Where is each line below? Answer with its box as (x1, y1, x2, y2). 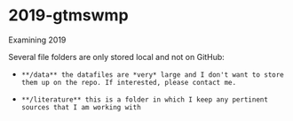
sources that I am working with (20, 102, 141, 111)
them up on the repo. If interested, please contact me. (20, 78, 237, 87)
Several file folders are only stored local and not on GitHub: (8, 51, 226, 62)
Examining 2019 (8, 34, 67, 45)
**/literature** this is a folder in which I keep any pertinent (20, 95, 268, 104)
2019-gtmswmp (8, 5, 130, 26)
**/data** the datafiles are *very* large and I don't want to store (20, 70, 285, 79)
